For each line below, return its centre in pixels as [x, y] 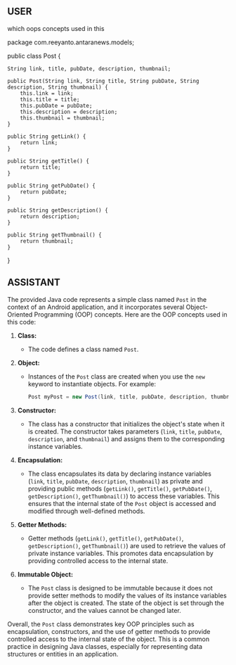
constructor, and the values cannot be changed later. [104, 610]
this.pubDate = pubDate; [56, 106]
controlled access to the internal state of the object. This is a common [108, 639]
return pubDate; [44, 192]
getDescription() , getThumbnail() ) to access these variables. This [124, 496]
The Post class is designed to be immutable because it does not [120, 588]
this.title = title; [50, 99]
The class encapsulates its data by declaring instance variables [120, 474]
